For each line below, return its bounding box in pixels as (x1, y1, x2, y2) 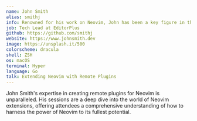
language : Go (6, 68, 38, 74)
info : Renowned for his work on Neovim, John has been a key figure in (6, 19, 185, 25)
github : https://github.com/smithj (6, 30, 93, 36)
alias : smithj (6, 14, 41, 20)
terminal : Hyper (6, 63, 46, 69)
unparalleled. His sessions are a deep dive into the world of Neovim (6, 96, 169, 103)
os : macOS (6, 57, 30, 63)
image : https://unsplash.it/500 (6, 42, 85, 47)
